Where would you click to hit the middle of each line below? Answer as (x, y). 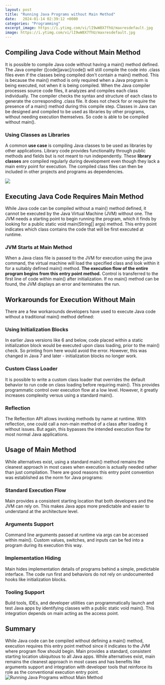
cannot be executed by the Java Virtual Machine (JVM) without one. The (79, 213)
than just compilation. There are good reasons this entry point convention (80, 472)
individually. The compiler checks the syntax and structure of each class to (81, 96)
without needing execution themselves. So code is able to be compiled (77, 117)
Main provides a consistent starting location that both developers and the (79, 501)
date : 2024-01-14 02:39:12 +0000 (42, 19)
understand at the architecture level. (42, 512)
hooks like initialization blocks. (36, 579)
